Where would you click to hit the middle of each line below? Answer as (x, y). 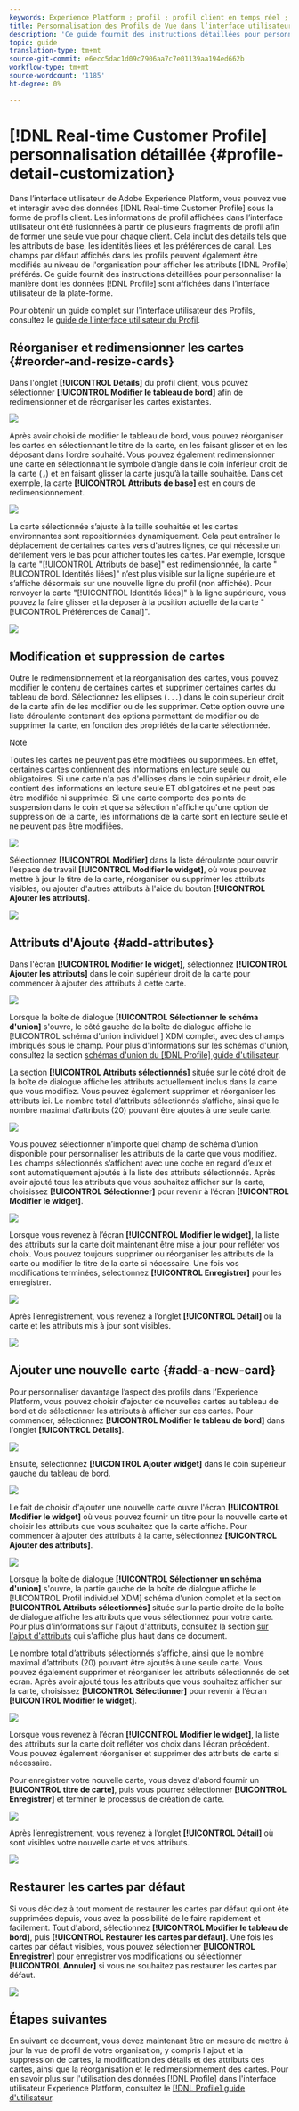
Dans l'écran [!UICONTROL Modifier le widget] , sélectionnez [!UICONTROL (149, 964)
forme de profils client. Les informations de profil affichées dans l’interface (146, 217)
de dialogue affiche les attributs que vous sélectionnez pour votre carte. (141, 1616)
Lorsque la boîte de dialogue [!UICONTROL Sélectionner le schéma (134, 1017)
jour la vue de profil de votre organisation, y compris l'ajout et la (126, 2050)
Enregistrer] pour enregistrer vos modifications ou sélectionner (126, 1956)
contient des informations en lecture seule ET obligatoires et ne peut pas (142, 789)
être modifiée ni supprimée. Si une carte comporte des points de (128, 798)
